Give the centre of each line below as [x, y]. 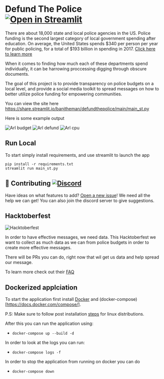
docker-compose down [33, 372]
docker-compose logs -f [37, 352]
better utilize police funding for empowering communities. [64, 94]
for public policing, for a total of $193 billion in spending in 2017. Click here [80, 49]
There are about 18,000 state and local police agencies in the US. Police [78, 33]
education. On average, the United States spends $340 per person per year [82, 43]
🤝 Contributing [28, 184]
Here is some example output [35, 118]
